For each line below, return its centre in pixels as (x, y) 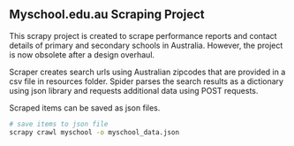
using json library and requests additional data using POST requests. (134, 90)
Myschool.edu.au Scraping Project (107, 15)
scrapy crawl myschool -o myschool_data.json (94, 132)
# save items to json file (59, 124)
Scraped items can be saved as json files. (85, 108)
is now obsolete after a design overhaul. (82, 54)
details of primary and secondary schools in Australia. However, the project (146, 45)
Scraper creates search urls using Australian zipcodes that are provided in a (147, 72)
